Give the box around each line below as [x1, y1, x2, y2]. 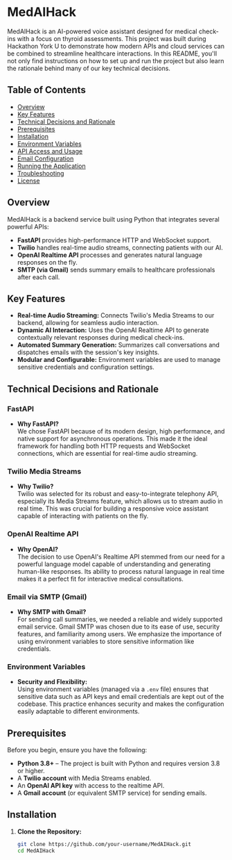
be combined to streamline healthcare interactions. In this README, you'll [7, 49, 217, 58]
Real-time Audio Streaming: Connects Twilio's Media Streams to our [17, 311, 215, 320]
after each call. [17, 272, 60, 281]
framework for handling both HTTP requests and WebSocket [17, 442, 190, 450]
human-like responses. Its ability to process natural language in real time [17, 567, 225, 575]
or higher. [17, 767, 45, 775]
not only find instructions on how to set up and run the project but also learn [7, 56, 224, 65]
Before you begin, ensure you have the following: [7, 746, 148, 754]
